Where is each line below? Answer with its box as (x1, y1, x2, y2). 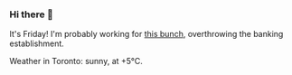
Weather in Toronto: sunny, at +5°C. (9, 56, 143, 67)
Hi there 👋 (9, 8, 54, 21)
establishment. (9, 38, 65, 49)
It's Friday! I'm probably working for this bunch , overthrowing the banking (9, 29, 284, 40)
